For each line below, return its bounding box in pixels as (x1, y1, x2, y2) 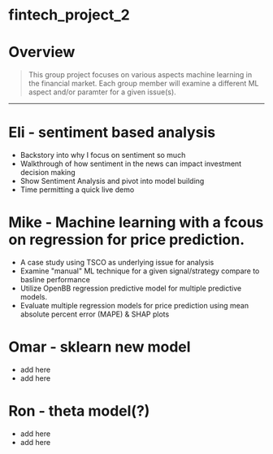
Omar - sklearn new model (8, 338, 191, 356)
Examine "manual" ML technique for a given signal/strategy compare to (19, 266, 260, 276)
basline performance (19, 275, 91, 284)
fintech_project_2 (8, 6, 130, 24)
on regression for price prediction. (8, 230, 245, 249)
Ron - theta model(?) (8, 402, 150, 421)
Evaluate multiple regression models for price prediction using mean (19, 301, 249, 310)
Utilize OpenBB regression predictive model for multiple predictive (19, 283, 242, 293)
